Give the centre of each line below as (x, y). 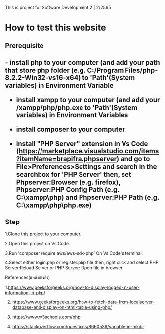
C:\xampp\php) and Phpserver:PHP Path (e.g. (88, 197)
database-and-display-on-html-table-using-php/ (62, 307)
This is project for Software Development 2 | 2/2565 (58, 8)
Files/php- (142, 70)
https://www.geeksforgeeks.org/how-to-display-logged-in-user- (74, 287)
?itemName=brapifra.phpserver (66, 159)
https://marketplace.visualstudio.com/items (89, 151)
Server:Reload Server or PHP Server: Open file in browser (64, 268)
